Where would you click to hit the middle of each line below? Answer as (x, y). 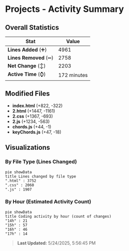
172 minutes (73, 75)
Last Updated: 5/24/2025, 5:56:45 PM (56, 243)
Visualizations (28, 148)
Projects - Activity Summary (65, 9)
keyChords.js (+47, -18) (37, 132)
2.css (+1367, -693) (33, 116)
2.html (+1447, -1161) (34, 111)
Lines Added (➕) (27, 50)
